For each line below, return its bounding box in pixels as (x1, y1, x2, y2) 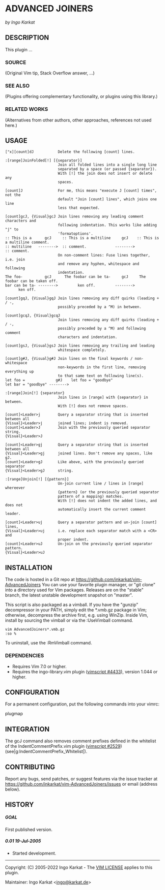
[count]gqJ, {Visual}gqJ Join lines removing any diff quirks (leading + (5, 296, 160, 301)
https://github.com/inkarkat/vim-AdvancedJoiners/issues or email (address (5, 781, 158, 787)
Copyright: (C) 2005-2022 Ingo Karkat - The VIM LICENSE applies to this (5, 864, 153, 870)
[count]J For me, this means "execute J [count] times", (5, 188, 157, 193)
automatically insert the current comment (57, 507, 146, 512)
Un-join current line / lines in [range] (57, 481, 144, 486)
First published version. (5, 826, 53, 832)
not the (5, 192, 21, 197)
